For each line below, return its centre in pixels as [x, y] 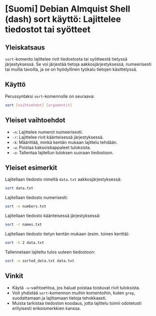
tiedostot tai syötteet [48, 30]
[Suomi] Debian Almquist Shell [68, 9]
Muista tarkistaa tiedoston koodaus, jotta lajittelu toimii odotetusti [77, 303]
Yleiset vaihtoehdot [35, 120]
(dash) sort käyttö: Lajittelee [63, 19]
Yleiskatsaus [25, 47]
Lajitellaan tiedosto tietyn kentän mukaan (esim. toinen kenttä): [67, 234]
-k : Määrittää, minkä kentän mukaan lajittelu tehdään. [65, 142]
